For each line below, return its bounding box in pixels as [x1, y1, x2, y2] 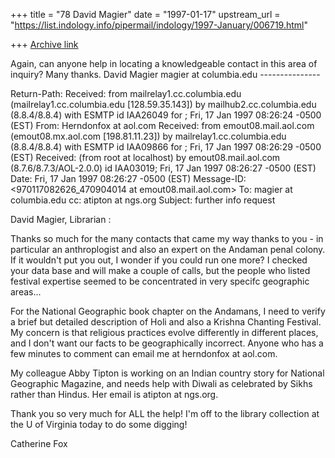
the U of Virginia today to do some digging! [10, 419, 188, 430]
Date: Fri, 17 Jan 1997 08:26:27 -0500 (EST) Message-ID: [10, 173, 247, 184]
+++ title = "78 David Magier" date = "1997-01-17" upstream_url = [10, 9, 281, 20]
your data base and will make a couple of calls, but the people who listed [10, 265, 311, 276]
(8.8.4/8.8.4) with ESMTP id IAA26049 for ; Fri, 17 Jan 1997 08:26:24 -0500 [10, 109, 322, 121]
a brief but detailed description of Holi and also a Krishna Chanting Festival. [10, 316, 322, 328]
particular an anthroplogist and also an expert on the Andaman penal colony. [10, 244, 326, 255]
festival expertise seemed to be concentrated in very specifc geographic [10, 275, 310, 287]
